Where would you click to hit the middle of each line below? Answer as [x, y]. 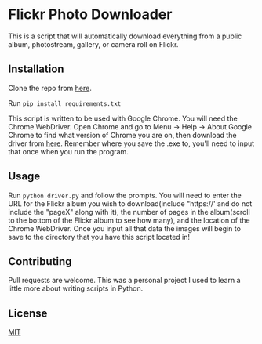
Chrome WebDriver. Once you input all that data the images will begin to [125, 228]
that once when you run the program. [69, 151]
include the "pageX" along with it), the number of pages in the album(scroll [129, 212]
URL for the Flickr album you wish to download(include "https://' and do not [130, 203]
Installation [36, 69]
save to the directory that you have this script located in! [99, 237]
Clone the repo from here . [50, 88]
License [28, 313]
